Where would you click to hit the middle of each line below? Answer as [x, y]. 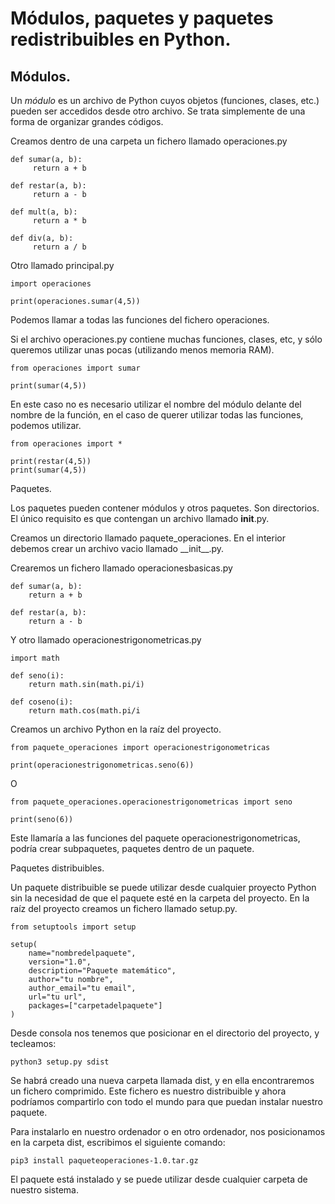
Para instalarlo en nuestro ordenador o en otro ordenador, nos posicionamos [168, 1131]
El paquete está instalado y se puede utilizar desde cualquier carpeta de [159, 1179]
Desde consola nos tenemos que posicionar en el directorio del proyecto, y [165, 1033]
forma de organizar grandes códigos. [87, 121]
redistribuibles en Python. [121, 39]
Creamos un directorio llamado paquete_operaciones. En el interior [148, 538]
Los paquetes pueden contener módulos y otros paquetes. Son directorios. [165, 508]
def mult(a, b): [44, 212]
